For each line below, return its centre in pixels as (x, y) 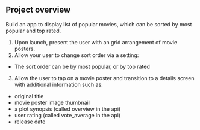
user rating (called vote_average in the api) (67, 115)
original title (29, 96)
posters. (25, 49)
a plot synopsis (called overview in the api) (67, 109)
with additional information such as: (58, 84)
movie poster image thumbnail (52, 102)
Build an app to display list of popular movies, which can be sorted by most (99, 24)
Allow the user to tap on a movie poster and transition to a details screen (104, 78)
